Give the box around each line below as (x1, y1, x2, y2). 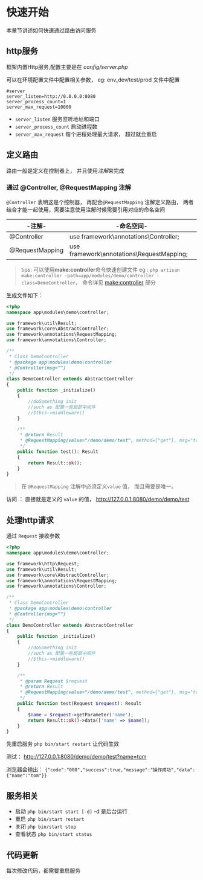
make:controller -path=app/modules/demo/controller (21, 272, 154, 278)
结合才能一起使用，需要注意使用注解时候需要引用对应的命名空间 (6, 206, 165, 213)
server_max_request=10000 (6, 104, 71, 110)
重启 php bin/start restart (14, 815, 85, 823)
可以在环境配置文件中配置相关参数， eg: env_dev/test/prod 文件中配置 (6, 76, 180, 83)
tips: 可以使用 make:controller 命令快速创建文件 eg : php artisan (21, 266, 180, 273)
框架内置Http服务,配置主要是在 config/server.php (6, 63, 128, 70)
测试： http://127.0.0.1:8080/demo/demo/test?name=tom (6, 753, 147, 760)
